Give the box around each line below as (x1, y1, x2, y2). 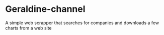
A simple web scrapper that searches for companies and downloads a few (5, 20, 159, 26)
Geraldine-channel (5, 3, 86, 15)
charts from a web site (5, 25, 52, 31)
